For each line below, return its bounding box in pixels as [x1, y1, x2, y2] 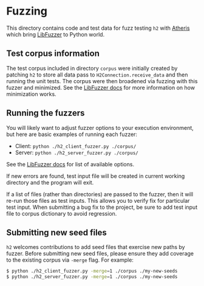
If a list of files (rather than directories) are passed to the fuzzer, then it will [6, 190, 193, 198]
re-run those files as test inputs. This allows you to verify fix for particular [6, 197, 190, 204]
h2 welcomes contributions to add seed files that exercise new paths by [6, 243, 185, 251]
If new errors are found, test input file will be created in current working [6, 172, 185, 180]
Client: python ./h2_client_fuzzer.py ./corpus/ [15, 142, 137, 149]
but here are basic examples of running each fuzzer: [6, 131, 138, 138]
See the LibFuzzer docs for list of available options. [6, 160, 135, 168]
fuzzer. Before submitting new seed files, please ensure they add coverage [6, 250, 194, 257]
